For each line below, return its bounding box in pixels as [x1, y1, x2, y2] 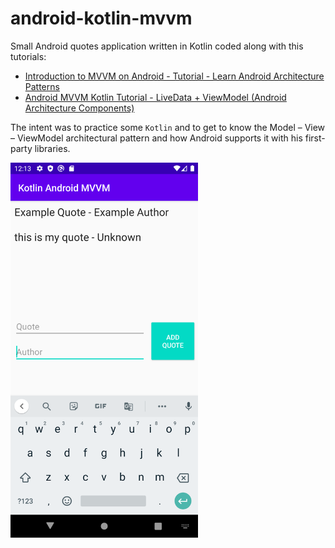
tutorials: [10, 50, 47, 62]
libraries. [34, 142, 71, 154]
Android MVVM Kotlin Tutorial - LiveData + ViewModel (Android [24, 91, 287, 103]
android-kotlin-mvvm [10, 7, 193, 30]
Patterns [24, 80, 60, 92]
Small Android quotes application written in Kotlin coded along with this [10, 40, 304, 52]
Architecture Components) [24, 102, 135, 114]
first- [304, 132, 326, 144]
